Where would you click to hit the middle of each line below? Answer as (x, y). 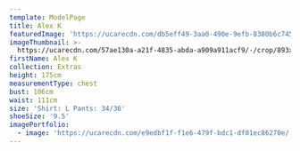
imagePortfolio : (39, 125)
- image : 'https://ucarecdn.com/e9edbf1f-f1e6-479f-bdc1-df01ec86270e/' (155, 133)
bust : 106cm (31, 91)
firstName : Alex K (43, 59)
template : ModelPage (48, 17)
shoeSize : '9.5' (39, 116)
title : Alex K (36, 26)
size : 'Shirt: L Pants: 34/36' (67, 108)
